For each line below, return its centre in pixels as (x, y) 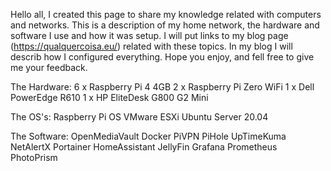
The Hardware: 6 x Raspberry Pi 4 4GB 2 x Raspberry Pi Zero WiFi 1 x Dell (162, 87)
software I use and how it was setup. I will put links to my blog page (149, 35)
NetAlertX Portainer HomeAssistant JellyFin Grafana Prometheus (144, 147)
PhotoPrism (34, 157)
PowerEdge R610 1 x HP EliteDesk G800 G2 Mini (109, 97)
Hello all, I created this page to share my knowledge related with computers (166, 14)
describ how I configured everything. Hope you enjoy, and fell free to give (162, 57)
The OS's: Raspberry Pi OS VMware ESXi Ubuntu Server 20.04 (139, 117)
